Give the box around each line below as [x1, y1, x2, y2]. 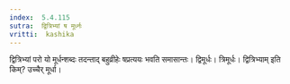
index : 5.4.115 [9, 13, 70, 22]
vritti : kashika [9, 29, 75, 38]
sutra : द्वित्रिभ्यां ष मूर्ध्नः [9, 21, 83, 30]
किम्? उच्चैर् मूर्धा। [9, 64, 62, 75]
